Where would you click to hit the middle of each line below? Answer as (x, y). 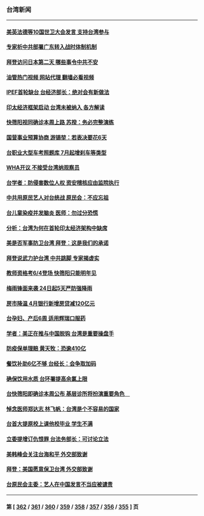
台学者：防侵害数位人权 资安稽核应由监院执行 (63, 182)
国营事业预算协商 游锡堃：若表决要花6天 (57, 138)
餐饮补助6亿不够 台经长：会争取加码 (51, 363)
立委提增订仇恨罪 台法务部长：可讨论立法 (58, 439)
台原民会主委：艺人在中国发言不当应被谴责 (59, 484)
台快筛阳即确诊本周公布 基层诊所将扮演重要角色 (66, 394)
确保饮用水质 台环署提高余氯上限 (47, 378)
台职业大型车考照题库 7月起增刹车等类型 (56, 152)
